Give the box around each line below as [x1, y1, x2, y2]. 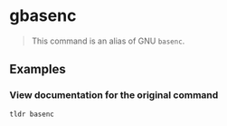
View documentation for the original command [9, 89, 219, 102]
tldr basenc [9, 110, 54, 119]
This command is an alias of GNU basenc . [31, 35, 185, 46]
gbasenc [9, 5, 77, 26]
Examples [9, 62, 66, 77]
